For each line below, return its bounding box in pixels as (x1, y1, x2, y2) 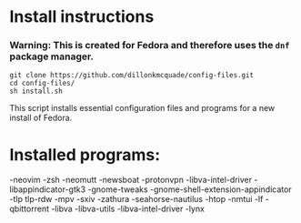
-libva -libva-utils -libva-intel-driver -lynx (51, 203, 205, 215)
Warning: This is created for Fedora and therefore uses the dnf (9, 39, 290, 52)
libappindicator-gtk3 (9, 184, 86, 195)
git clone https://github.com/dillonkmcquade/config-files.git (9, 71, 255, 80)
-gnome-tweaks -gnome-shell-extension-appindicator (87, 184, 293, 195)
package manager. (9, 50, 94, 63)
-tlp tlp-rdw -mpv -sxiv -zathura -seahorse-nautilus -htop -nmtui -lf (9, 194, 264, 205)
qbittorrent (9, 203, 50, 215)
